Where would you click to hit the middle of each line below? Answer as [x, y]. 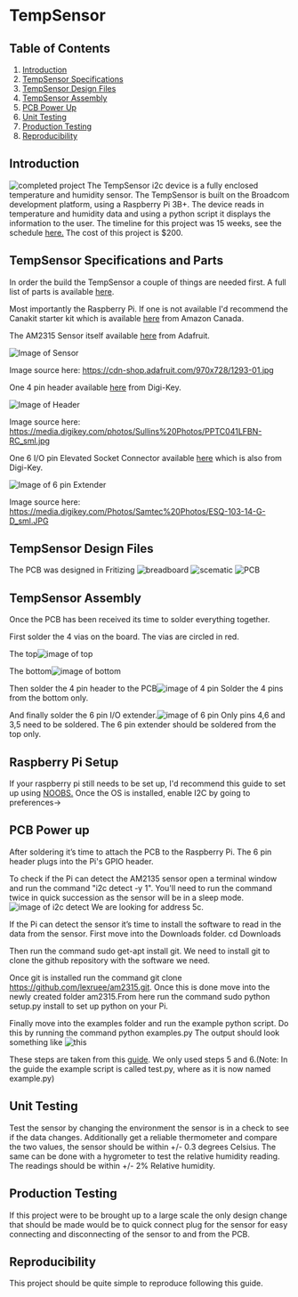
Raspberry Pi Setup [64, 762]
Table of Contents [60, 49]
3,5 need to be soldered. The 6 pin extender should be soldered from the [143, 725]
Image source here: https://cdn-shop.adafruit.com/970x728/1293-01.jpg [141, 369]
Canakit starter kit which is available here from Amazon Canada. [127, 318]
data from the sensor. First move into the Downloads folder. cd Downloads [145, 933]
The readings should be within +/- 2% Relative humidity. [113, 1165]
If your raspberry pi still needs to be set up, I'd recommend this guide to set [148, 783]
